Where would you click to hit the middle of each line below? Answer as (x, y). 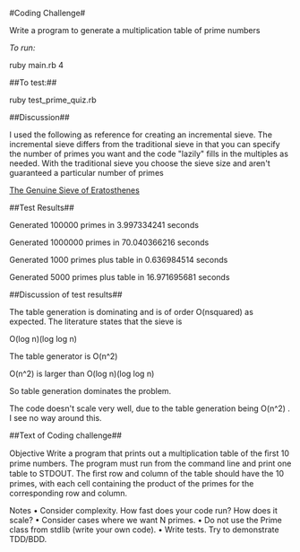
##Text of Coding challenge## (66, 435)
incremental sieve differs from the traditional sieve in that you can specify (145, 144)
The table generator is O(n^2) (64, 356)
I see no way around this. (56, 418)
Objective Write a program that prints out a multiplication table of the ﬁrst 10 (149, 453)
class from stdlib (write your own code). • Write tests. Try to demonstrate (144, 530)
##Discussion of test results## (66, 294)
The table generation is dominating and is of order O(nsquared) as (131, 312)
